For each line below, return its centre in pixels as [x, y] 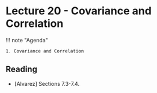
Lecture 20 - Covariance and [78, 11]
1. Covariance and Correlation [45, 51]
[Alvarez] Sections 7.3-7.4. [47, 83]
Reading [21, 69]
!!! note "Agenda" [27, 40]
